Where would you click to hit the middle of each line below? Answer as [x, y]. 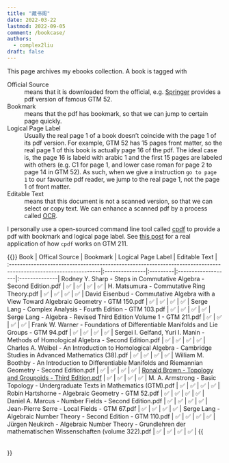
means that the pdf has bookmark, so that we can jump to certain [116, 113]
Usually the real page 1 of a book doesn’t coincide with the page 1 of [120, 135]
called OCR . [41, 215]
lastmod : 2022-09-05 [37, 26]
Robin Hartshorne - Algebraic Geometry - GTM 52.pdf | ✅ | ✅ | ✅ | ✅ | [106, 393]
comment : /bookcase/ [37, 33]
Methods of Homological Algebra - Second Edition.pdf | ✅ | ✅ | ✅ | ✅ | [106, 340]
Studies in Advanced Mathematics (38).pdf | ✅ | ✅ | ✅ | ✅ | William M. [106, 355]
